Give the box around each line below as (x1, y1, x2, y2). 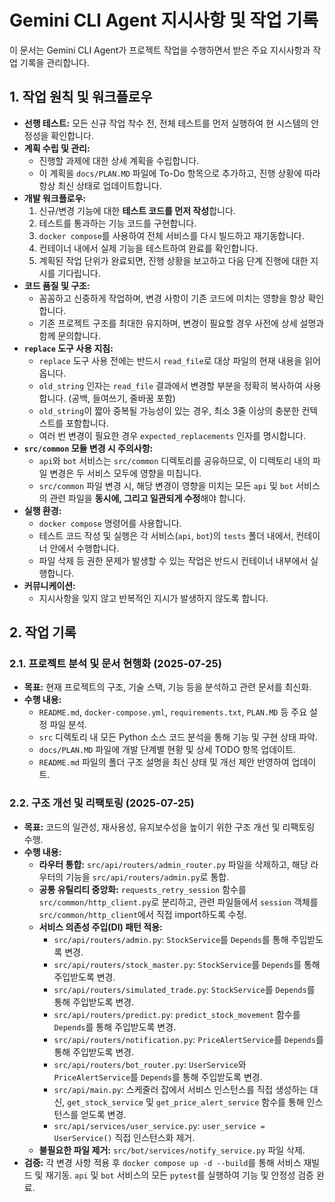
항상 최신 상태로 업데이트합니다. (38, 179, 162, 191)
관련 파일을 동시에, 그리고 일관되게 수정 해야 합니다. (49, 492, 246, 504)
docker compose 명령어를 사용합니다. (38, 517, 182, 529)
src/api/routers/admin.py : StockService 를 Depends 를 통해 (53, 933, 289, 945)
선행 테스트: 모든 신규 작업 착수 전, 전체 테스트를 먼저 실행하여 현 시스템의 (23, 117, 309, 129)
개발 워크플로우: (23, 192, 86, 204)
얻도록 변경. (80, 1108, 127, 1120)
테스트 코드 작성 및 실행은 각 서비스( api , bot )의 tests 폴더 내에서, (38, 529, 294, 541)
